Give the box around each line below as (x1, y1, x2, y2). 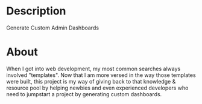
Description (6, 4, 66, 18)
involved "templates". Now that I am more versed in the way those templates (6, 71, 196, 79)
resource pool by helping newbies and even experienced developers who (6, 84, 189, 91)
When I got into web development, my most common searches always (6, 65, 181, 72)
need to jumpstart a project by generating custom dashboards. (6, 90, 162, 97)
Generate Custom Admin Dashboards (6, 24, 99, 31)
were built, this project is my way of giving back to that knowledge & (6, 78, 176, 85)
